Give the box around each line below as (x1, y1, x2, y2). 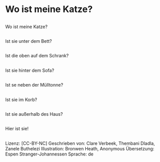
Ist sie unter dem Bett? (5, 38, 52, 44)
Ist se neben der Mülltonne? (5, 82, 64, 88)
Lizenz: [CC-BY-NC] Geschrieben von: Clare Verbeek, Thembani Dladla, (5, 140, 155, 146)
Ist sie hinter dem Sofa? (5, 67, 55, 73)
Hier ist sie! (5, 126, 29, 132)
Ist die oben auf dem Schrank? (5, 53, 69, 59)
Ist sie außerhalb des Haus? (5, 111, 63, 117)
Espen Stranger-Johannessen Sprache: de (5, 151, 94, 157)
